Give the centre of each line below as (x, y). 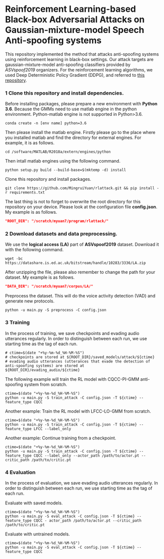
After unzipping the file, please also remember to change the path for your (80, 272)
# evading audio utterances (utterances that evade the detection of (78, 361)
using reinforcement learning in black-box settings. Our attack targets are (79, 59)
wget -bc (14, 259)
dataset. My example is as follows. (40, 277)
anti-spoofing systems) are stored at (45, 365)
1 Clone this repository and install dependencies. (65, 93)
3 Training (17, 323)
